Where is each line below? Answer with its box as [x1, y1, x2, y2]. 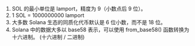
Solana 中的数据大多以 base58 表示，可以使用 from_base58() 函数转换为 [11, 26, 190, 33]
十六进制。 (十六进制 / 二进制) [11, 34, 85, 40]
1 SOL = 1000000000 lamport [11, 12, 84, 19]
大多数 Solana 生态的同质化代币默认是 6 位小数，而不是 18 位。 [11, 19, 166, 25]
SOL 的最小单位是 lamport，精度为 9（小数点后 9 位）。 [11, 5, 147, 12]
